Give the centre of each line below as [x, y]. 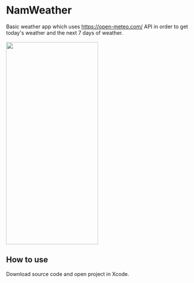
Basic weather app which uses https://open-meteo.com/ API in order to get [97, 26]
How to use [27, 260]
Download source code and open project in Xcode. [68, 274]
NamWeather [39, 10]
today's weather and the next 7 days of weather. [65, 32]
